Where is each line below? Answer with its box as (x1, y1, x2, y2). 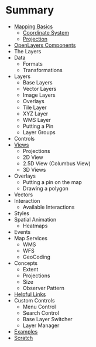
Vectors (13, 191, 33, 198)
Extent (22, 266, 39, 273)
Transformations (22, 66, 63, 73)
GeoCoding (22, 253, 51, 260)
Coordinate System (22, 29, 70, 36)
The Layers (13, 47, 42, 55)
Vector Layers (22, 85, 57, 92)
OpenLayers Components (13, 42, 76, 49)
